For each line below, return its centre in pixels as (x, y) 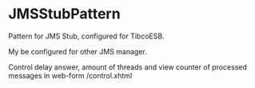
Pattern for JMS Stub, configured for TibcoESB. (87, 36)
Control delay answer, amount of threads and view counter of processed (128, 67)
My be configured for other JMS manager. (78, 51)
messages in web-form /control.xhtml (70, 75)
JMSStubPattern (65, 14)
